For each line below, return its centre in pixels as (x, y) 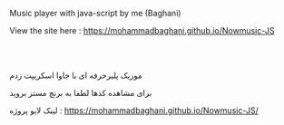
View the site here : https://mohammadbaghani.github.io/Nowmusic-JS (142, 30)
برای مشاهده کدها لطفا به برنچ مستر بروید (81, 93)
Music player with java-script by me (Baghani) (95, 13)
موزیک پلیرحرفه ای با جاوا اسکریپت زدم (76, 75)
